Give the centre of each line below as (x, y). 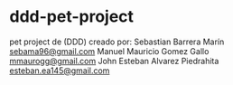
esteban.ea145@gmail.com (60, 71)
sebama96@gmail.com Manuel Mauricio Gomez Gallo (109, 51)
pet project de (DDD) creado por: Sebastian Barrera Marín (117, 42)
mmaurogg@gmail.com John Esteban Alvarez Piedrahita (114, 61)
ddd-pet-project (71, 17)
